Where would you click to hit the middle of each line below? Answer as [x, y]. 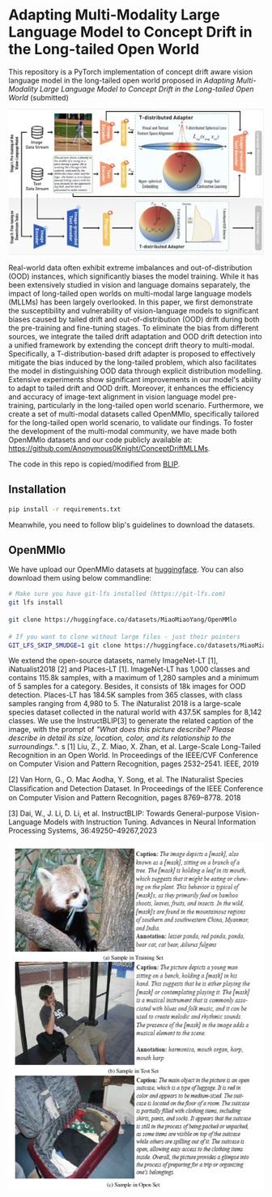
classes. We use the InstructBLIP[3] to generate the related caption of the [131, 721]
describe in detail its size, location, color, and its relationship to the [120, 738]
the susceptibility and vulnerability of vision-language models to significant [134, 310]
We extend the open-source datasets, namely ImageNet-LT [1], [113, 661]
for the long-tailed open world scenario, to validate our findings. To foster [131, 422]
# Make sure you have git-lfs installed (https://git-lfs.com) [117, 594]
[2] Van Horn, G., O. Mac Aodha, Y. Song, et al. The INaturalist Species [126, 780]
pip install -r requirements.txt [65, 509]
